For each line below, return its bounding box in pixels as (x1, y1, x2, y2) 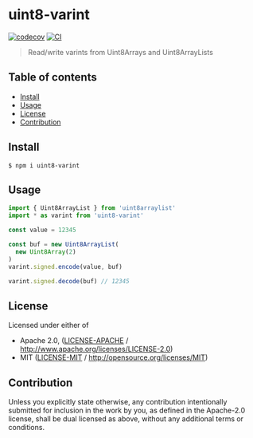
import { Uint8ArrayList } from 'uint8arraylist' (8, 204, 177, 212)
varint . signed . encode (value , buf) (8, 262, 123, 270)
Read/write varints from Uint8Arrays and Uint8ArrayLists (27, 47, 213, 57)
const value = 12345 (8, 226, 77, 235)
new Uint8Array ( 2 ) (15, 247, 77, 256)
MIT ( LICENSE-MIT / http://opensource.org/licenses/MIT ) (19, 353, 208, 362)
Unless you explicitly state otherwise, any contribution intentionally (8, 397, 228, 406)
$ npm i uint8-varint (8, 161, 80, 169)
